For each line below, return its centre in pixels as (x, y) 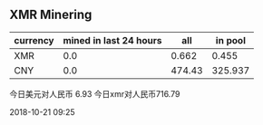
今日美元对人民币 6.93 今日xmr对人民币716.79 (95, 93)
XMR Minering (51, 15)
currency (34, 40)
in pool (231, 40)
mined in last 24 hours (112, 40)
